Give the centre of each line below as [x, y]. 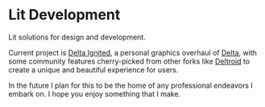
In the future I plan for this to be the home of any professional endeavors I [131, 85]
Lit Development [64, 15]
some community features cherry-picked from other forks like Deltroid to [129, 61]
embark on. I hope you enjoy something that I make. [95, 93]
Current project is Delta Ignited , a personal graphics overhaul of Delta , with [133, 52]
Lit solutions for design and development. [77, 37]
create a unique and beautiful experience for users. [93, 69]
